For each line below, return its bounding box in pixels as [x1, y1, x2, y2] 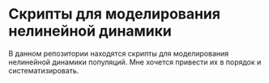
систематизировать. [8, 65, 79, 75]
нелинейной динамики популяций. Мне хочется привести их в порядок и [8, 57, 262, 67]
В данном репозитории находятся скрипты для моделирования [8, 48, 229, 58]
